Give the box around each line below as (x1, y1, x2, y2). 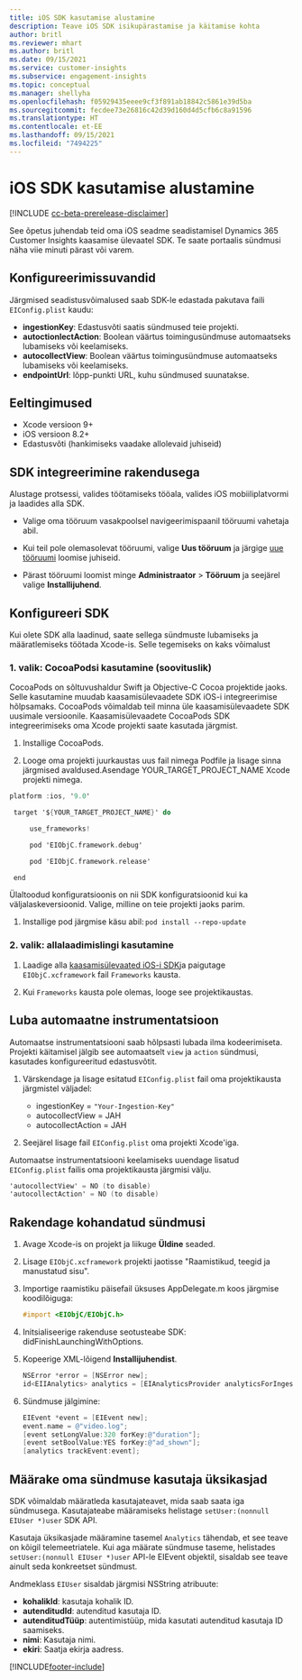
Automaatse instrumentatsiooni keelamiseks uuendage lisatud (9, 1154, 240, 1165)
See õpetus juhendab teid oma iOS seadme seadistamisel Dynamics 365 (9, 225, 279, 235)
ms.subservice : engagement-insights (9, 72, 147, 81)
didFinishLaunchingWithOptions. (22, 1336, 144, 1347)
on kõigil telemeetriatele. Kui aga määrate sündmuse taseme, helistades (9, 1541, 276, 1552)
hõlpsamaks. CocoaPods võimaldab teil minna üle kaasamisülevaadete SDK (9, 701, 290, 712)
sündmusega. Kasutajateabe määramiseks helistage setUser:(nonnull (9, 1505, 270, 1516)
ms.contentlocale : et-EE (9, 123, 103, 132)
